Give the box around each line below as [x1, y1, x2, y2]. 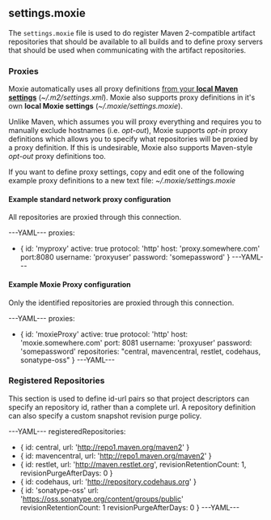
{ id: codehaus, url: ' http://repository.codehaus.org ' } [19, 476, 197, 486]
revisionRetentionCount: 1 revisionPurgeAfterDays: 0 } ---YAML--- [19, 502, 240, 512]
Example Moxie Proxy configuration [8, 279, 131, 289]
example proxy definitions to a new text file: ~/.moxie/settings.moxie [8, 176, 236, 186]
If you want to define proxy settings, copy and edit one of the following [8, 167, 244, 177]
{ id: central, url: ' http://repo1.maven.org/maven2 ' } [19, 442, 190, 452]
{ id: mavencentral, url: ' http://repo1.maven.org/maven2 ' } [19, 450, 212, 461]
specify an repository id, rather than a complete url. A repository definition [8, 402, 256, 412]
